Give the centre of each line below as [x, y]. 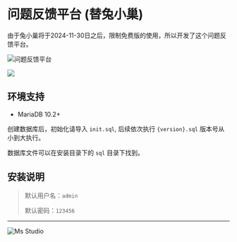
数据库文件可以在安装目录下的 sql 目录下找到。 [76, 152]
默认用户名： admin [51, 195]
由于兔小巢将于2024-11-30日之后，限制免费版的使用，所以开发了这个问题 [114, 35]
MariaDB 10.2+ [39, 114]
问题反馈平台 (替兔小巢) [75, 14]
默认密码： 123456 [50, 210]
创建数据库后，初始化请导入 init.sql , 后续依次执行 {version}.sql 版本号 [113, 128]
